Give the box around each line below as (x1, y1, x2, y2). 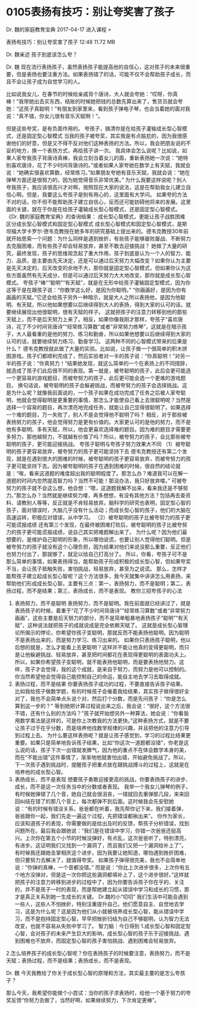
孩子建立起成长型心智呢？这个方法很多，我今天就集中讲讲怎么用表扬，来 (16, 572, 191, 579)
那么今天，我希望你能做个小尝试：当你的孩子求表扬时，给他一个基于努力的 (6, 989, 186, 996)
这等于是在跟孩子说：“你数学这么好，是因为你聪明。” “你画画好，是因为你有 (6, 286, 186, 293)
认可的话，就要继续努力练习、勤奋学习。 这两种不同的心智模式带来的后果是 (6, 338, 188, 345)
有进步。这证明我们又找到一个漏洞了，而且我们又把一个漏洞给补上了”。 (14, 842, 186, 849)
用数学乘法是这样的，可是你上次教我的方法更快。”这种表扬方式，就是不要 (14, 717, 189, 724)
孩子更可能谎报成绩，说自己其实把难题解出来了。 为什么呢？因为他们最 (16, 528, 188, 535)
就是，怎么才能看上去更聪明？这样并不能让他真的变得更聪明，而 (30, 643, 185, 650)
